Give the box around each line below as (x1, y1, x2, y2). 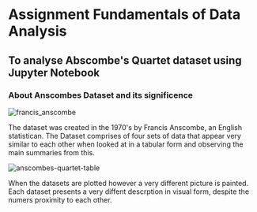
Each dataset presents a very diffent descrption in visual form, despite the (8, 187, 250, 196)
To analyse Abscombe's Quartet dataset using (8, 54, 242, 67)
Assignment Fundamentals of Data (8, 6, 241, 24)
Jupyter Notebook (8, 65, 100, 80)
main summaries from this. (8, 147, 95, 157)
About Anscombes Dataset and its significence (8, 89, 194, 100)
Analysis (8, 22, 67, 40)
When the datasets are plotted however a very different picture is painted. (8, 178, 249, 188)
